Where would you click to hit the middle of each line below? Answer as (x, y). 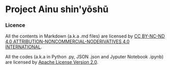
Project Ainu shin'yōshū (57, 9)
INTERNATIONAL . (24, 47)
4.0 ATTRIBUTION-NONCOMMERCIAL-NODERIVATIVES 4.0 (67, 42)
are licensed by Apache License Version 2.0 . (52, 62)
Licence (15, 25)
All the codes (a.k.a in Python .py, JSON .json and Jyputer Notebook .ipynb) (84, 57)
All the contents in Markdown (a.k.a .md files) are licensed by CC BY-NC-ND (85, 36)
